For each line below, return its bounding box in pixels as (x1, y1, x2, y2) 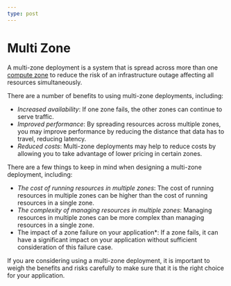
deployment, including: (7, 170, 73, 178)
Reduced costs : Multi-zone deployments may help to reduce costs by (17, 142, 216, 150)
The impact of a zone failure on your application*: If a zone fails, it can (17, 228, 219, 237)
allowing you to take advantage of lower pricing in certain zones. (17, 149, 203, 157)
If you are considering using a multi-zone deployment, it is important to (7, 256, 210, 264)
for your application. (7, 271, 65, 279)
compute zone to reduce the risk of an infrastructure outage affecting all (7, 70, 214, 79)
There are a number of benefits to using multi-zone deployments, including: (7, 91, 224, 100)
